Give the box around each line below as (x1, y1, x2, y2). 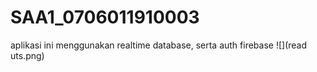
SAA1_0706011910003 (10, 6, 200, 29)
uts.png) (10, 49, 45, 61)
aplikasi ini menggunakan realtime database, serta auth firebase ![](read (10, 39, 308, 51)
